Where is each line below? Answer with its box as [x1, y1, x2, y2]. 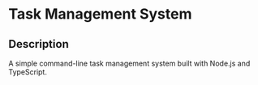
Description [8, 37, 69, 51]
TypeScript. [8, 67, 47, 77]
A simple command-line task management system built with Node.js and [8, 58, 251, 68]
